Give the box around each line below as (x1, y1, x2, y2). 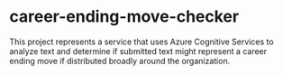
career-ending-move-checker (9, 6, 240, 27)
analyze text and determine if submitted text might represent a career (9, 45, 268, 56)
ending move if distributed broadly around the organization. (9, 55, 231, 66)
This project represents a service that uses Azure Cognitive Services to (9, 36, 274, 47)
